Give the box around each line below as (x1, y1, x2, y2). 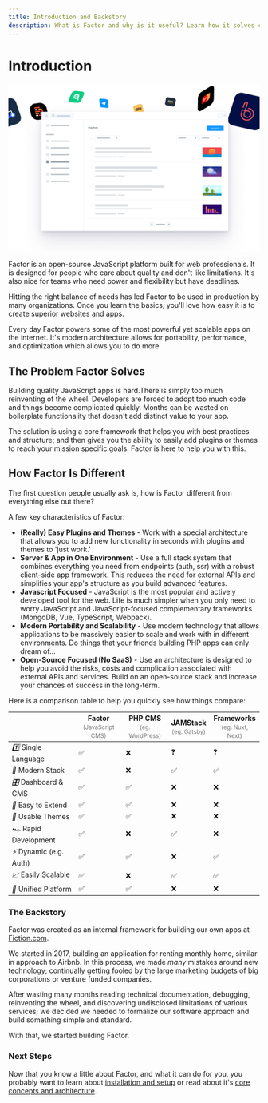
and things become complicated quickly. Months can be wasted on (8, 402, 229, 412)
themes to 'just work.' (19, 544, 91, 554)
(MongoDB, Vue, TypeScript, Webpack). (19, 612, 152, 622)
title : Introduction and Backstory (8, 13, 127, 21)
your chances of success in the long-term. (19, 680, 160, 690)
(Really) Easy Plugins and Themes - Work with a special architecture (19, 528, 249, 537)
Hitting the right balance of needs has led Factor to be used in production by (8, 292, 259, 301)
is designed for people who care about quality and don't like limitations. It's (8, 268, 255, 277)
